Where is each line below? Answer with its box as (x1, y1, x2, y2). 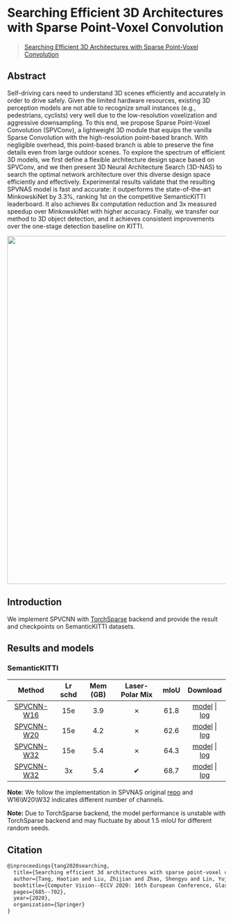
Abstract (7, 70, 46, 82)
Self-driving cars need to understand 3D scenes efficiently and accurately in (7, 88, 226, 97)
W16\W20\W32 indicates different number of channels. (7, 796, 164, 804)
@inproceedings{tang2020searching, (7, 863, 110, 869)
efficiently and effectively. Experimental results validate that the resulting (7, 178, 216, 186)
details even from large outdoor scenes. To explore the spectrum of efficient (7, 148, 225, 156)
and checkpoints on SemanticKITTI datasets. (7, 622, 135, 631)
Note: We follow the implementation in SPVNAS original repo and (7, 788, 193, 796)
